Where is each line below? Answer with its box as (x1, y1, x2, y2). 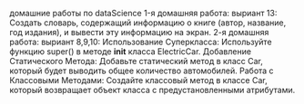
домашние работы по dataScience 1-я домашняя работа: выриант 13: (9, 8, 278, 18)
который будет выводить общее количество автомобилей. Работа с (9, 65, 275, 76)
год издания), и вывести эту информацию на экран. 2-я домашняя (9, 27, 269, 37)
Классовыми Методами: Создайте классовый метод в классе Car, (9, 75, 268, 85)
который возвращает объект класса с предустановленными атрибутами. (9, 85, 296, 95)
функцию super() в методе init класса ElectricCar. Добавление (9, 46, 252, 57)
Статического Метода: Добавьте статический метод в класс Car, (9, 56, 264, 66)
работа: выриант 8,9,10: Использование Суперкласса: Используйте (9, 36, 272, 47)
